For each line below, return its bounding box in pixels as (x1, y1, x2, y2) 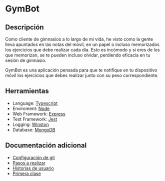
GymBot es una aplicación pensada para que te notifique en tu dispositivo (5, 67, 157, 73)
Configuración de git (12, 154, 55, 160)
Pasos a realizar (12, 159, 46, 165)
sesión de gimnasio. (5, 57, 46, 63)
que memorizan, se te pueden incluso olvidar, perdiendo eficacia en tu (5, 52, 150, 58)
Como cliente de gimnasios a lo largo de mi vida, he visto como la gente (5, 36, 153, 42)
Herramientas (5, 87, 49, 95)
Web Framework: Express (12, 110, 66, 116)
